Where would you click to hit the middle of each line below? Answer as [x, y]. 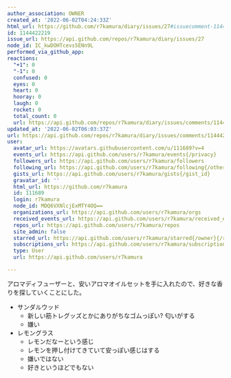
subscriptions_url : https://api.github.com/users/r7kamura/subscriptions [121, 245]
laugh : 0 [26, 103]
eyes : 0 [24, 84]
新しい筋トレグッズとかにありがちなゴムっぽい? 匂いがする [111, 315]
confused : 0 [31, 78]
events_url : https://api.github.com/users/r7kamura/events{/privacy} [115, 155]
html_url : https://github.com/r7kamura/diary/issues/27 [89, 26]
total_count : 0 [35, 116]
